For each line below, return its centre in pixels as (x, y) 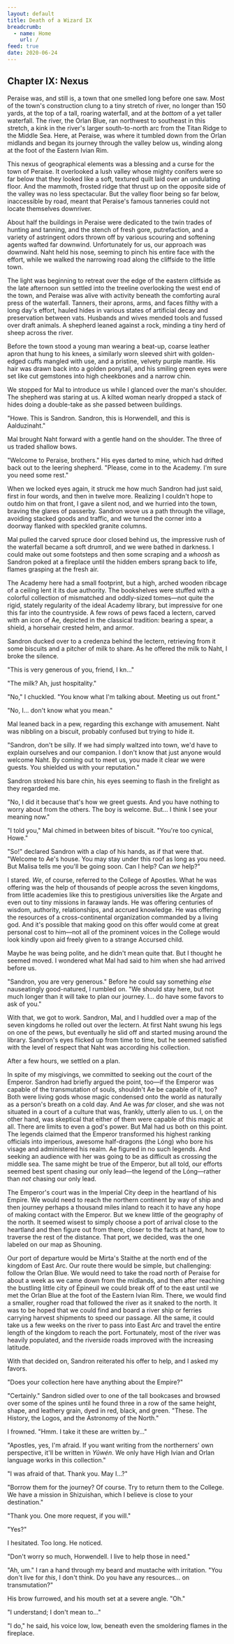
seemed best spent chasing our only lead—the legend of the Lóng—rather (114, 1171)
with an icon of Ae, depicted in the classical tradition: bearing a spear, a (110, 620)
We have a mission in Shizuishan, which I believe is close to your (100, 1495)
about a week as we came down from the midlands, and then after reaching (116, 1280)
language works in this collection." (57, 1460)
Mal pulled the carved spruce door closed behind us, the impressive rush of (116, 539)
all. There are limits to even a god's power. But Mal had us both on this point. (117, 1127)
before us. (22, 967)
